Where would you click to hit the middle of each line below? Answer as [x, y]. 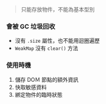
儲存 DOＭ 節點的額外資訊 [47, 79]
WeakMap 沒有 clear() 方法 [46, 48]
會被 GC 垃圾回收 [31, 26]
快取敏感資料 [31, 87]
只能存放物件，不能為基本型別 [57, 9]
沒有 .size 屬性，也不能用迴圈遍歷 [57, 41]
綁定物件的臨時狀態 [39, 94]
